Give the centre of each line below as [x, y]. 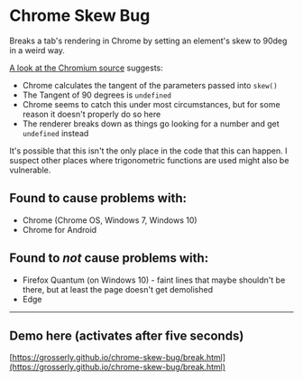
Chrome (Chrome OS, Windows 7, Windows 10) [110, 220]
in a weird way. [37, 50]
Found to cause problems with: [98, 198]
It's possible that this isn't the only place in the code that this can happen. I [148, 151]
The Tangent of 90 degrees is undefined [97, 95]
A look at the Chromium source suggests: [87, 68]
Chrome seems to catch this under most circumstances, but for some [151, 104]
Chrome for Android [60, 229]
